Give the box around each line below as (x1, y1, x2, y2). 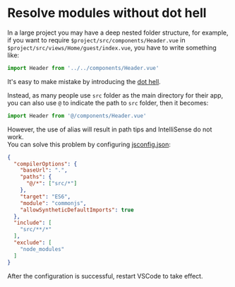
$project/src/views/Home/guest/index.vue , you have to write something (7, 43, 217, 52)
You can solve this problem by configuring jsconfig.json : (7, 140, 171, 148)
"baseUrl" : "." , (20, 167, 68, 174)
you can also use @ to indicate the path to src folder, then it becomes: (7, 98, 209, 107)
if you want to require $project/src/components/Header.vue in (7, 35, 186, 44)
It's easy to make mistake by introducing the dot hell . (7, 77, 161, 86)
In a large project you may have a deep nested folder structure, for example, (7, 28, 229, 37)
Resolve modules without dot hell (7, 5, 207, 21)
